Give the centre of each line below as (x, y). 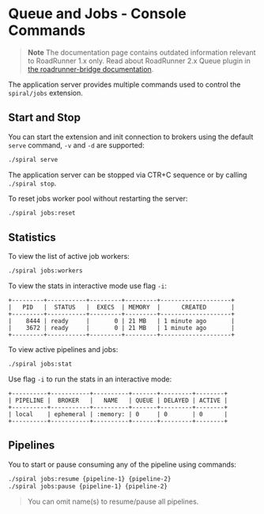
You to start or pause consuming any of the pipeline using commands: (123, 464)
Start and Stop (45, 118)
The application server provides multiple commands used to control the (124, 84)
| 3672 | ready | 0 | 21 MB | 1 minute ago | (122, 328)
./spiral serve (33, 159)
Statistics (32, 237)
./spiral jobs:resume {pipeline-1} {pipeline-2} (90, 478)
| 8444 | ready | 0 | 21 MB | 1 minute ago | (122, 321)
